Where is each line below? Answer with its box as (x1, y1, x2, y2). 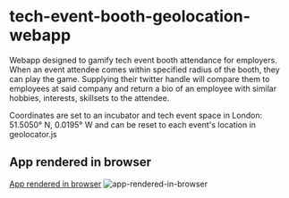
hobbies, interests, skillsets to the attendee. (9, 92, 170, 103)
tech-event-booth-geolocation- (9, 6, 251, 27)
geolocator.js (9, 128, 57, 139)
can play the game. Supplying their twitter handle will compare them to (9, 73, 270, 84)
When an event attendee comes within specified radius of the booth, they (9, 64, 280, 75)
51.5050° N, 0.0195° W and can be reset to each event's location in (9, 119, 257, 130)
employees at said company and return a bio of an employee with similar (9, 83, 277, 94)
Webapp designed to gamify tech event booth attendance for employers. (9, 54, 277, 65)
